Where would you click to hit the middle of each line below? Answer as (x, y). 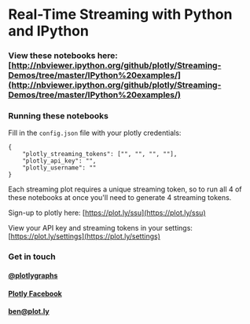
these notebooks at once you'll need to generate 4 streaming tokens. (120, 198)
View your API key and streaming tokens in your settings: (100, 228)
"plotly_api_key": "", (59, 161)
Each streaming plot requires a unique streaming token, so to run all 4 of (125, 189)
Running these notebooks (58, 116)
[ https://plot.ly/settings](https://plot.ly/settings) (85, 236)
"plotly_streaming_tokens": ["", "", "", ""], (100, 155)
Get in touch (32, 257)
